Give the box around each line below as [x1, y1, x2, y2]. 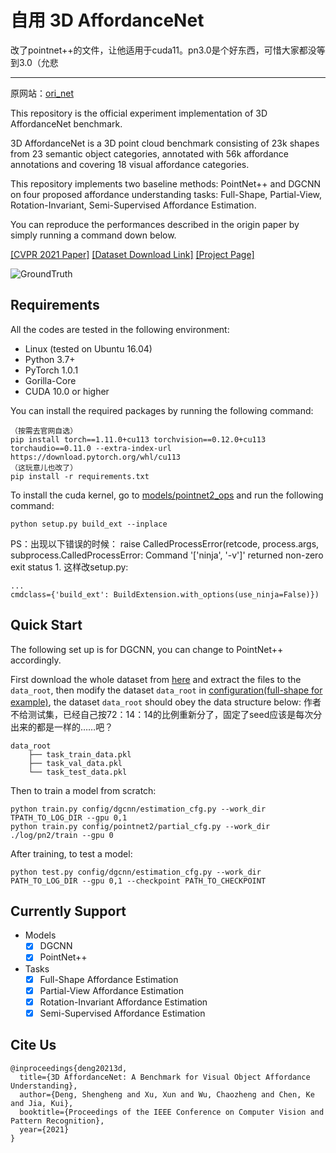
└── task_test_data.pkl [28, 767, 128, 777]
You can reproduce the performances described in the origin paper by [10, 218, 300, 230]
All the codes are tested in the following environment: [10, 323, 230, 335]
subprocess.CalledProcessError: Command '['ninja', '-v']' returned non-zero [10, 549, 324, 561]
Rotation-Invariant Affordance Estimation [39, 996, 208, 1008]
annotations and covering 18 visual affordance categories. [10, 158, 250, 170]
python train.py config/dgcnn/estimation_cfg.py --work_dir [10, 804, 267, 814]
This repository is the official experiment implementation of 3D [10, 107, 268, 119]
